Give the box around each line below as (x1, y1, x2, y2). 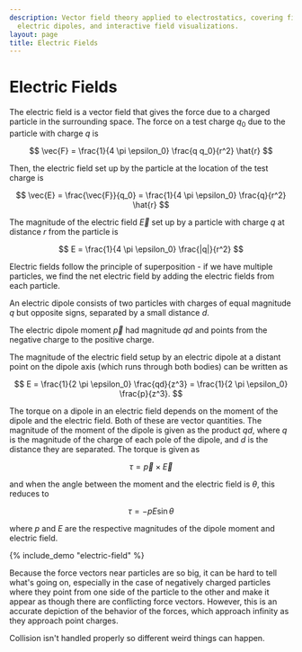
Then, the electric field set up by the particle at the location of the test (9, 163, 269, 174)
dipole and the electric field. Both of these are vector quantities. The (9, 415, 262, 425)
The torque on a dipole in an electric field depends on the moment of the (9, 406, 279, 416)
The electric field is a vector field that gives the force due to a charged (9, 107, 271, 118)
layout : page (9, 30, 58, 39)
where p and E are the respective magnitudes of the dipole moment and (9, 522, 276, 533)
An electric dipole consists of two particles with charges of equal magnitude (9, 298, 292, 308)
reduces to (9, 487, 49, 499)
